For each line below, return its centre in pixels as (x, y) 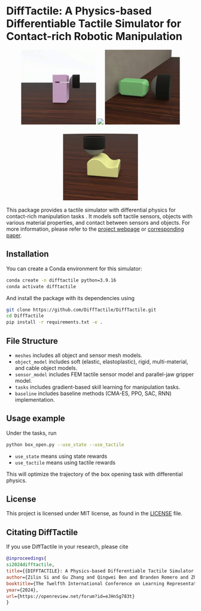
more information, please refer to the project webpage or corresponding (95, 229)
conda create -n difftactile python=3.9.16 (61, 280)
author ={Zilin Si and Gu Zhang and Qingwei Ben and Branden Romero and (97, 577)
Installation (28, 254)
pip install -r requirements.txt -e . (54, 322)
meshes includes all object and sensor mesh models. (78, 355)
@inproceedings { (26, 558)
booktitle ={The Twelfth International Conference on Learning (85, 583)
